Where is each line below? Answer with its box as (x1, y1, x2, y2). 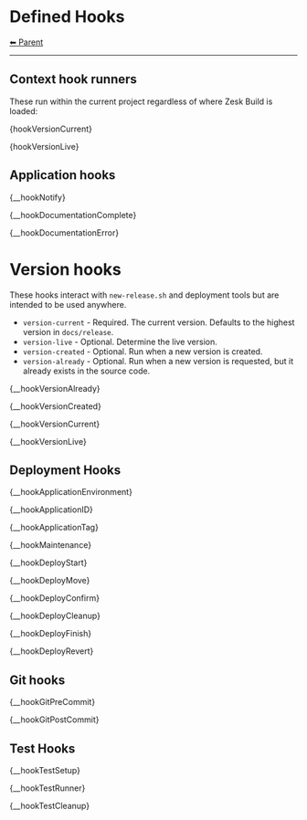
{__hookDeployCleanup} (9, 610, 101, 622)
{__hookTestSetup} (9, 764, 80, 775)
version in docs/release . (22, 326, 114, 337)
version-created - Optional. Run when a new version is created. (22, 345, 263, 357)
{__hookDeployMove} (9, 575, 90, 586)
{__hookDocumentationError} (9, 226, 120, 238)
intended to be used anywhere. (9, 299, 127, 310)
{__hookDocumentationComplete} (9, 209, 137, 220)
